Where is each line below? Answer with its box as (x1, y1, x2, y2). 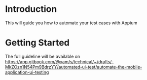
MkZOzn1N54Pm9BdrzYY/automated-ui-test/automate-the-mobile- (5, 64, 142, 70)
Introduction (5, 3, 57, 15)
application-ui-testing (5, 69, 49, 75)
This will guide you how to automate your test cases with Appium (5, 20, 138, 26)
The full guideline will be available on (5, 53, 80, 59)
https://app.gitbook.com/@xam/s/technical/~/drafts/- (5, 58, 114, 65)
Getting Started (5, 37, 70, 48)
